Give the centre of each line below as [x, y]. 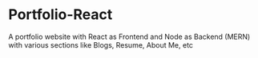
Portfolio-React [60, 15]
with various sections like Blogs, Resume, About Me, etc [101, 44]
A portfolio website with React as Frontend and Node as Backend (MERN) [129, 37]
